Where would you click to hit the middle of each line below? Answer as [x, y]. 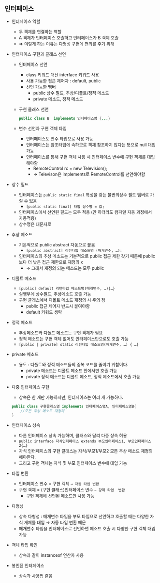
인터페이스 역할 [26, 21]
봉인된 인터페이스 [28, 566]
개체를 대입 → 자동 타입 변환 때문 [55, 522]
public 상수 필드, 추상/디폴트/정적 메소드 [71, 93]
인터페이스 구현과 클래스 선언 [39, 54]
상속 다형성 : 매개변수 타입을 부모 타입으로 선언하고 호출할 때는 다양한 [84, 517]
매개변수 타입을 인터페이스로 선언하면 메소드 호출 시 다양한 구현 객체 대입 [87, 529]
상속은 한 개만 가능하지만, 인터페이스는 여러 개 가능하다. [71, 397]
